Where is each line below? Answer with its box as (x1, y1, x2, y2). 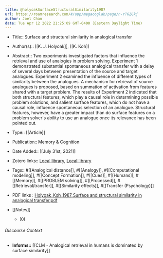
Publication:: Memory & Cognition (12, 139, 80, 145)
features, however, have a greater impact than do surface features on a (12, 110, 155, 116)
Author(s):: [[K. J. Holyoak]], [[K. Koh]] (12, 43, 90, 49)
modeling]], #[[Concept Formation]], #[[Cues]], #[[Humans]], (12, 172, 135, 178)
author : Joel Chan (5, 16, 42, 21)
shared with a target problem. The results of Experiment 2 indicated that (12, 89, 157, 95)
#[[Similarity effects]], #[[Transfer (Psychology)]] (55, 183, 154, 189)
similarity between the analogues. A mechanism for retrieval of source (12, 79, 153, 85)
